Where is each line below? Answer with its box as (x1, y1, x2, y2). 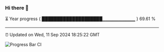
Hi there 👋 (5, 4, 29, 11)
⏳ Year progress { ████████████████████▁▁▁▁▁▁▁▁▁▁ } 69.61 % (5, 16, 156, 22)
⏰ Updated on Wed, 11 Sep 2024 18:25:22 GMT (5, 32, 100, 38)
